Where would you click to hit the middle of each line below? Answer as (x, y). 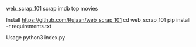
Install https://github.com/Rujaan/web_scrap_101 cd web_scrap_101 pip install (98, 20)
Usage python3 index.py (36, 37)
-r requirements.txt (29, 26)
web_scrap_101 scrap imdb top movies (52, 9)
